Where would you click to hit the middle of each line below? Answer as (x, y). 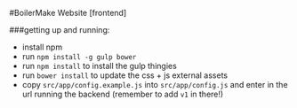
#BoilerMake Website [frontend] (68, 13)
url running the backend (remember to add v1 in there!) (123, 94)
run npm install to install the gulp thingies (100, 66)
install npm (42, 47)
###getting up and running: (60, 30)
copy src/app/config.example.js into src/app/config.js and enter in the (155, 85)
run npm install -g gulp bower (79, 56)
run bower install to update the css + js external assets (125, 75)
